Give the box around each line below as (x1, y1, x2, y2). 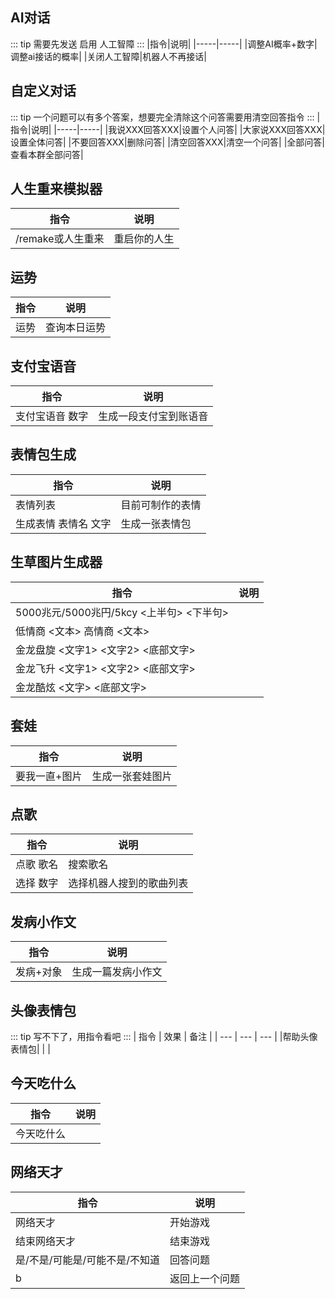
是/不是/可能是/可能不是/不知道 (15, 1253, 161, 1267)
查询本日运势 (45, 321, 107, 335)
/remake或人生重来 (15, 232, 105, 246)
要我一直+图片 (15, 769, 83, 783)
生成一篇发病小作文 (71, 965, 163, 979)
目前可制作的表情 (120, 498, 202, 512)
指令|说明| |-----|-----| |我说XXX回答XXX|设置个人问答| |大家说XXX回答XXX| (10, 123, 326, 135)
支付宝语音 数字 (15, 409, 89, 423)
